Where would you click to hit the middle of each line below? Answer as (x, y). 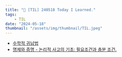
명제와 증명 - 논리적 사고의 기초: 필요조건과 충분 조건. (65, 49)
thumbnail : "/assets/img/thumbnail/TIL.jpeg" (54, 28)
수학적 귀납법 (25, 43)
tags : (11, 14)
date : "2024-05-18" (26, 24)
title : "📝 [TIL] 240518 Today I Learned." (50, 10)
